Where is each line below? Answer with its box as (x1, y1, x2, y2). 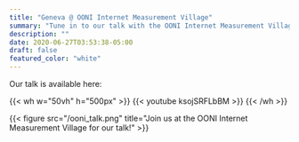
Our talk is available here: (9, 79, 102, 89)
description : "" (9, 29, 69, 38)
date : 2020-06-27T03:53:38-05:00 (9, 37, 133, 47)
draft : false (9, 46, 58, 55)
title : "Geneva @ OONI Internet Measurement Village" (9, 12, 214, 22)
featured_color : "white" (9, 54, 101, 63)
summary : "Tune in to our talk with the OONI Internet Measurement (9, 21, 265, 30)
